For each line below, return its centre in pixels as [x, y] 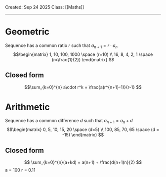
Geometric [27, 32]
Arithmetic [28, 107]
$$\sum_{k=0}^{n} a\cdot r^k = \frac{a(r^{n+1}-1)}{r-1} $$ [83, 87]
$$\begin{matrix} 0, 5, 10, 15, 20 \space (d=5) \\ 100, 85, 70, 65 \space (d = [83, 130]
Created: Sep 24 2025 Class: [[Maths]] [45, 7]
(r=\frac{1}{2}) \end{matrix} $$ [83, 59]
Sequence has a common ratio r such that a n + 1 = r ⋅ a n [61, 46]
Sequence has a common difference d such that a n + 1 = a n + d [69, 121]
